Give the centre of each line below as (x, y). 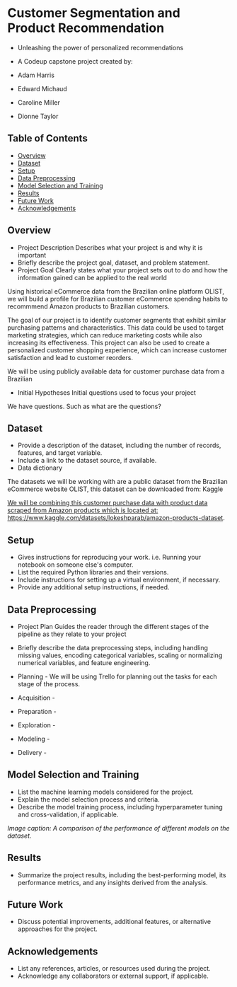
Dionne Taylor (38, 116)
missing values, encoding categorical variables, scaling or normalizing (120, 655)
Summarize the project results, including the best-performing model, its (122, 875)
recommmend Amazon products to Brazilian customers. (88, 306)
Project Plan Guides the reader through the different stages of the (113, 627)
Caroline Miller (39, 102)
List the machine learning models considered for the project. (106, 792)
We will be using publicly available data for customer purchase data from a (116, 371)
